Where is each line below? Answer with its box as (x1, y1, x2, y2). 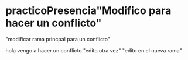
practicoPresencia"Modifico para (5, 4, 172, 17)
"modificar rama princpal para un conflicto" (5, 36, 111, 43)
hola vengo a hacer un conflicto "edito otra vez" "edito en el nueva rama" (5, 47, 182, 54)
